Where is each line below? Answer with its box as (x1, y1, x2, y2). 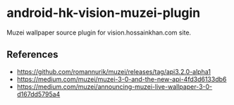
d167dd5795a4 (16, 89, 61, 98)
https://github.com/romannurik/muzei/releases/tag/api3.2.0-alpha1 (16, 67, 211, 75)
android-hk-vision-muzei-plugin (6, 5, 201, 21)
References (6, 49, 58, 61)
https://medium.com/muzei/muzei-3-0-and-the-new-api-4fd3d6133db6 (16, 75, 227, 83)
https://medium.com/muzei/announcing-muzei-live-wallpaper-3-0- (16, 82, 213, 91)
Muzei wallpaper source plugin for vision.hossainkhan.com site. (6, 28, 192, 37)
